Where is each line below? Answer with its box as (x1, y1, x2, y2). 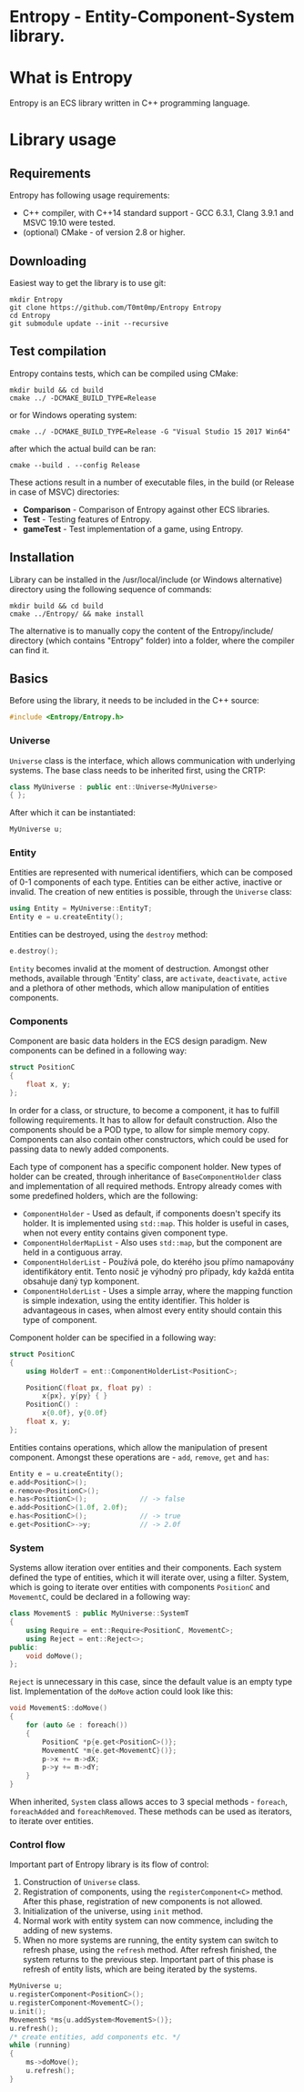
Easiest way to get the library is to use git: (9, 277, 167, 288)
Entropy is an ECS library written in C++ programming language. (9, 97, 250, 108)
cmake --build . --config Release (9, 460, 141, 470)
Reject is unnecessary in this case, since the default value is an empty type (9, 1677, 293, 1687)
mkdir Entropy (9, 294, 64, 304)
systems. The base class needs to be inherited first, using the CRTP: (9, 764, 267, 775)
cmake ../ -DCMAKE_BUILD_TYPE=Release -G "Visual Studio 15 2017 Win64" (9, 426, 291, 436)
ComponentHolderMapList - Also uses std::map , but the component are (22, 1236, 283, 1247)
